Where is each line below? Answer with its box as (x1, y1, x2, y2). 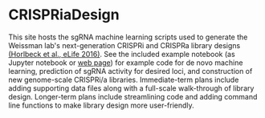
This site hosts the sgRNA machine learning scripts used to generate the (8, 32, 248, 42)
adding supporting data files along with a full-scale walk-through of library (8, 83, 255, 93)
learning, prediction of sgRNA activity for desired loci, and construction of (8, 66, 253, 75)
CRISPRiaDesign (8, 6, 120, 24)
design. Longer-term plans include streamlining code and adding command (8, 92, 258, 101)
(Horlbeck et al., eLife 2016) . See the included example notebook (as (8, 49, 235, 59)
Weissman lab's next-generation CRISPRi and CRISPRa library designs (8, 40, 241, 50)
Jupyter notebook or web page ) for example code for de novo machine (8, 58, 243, 67)
